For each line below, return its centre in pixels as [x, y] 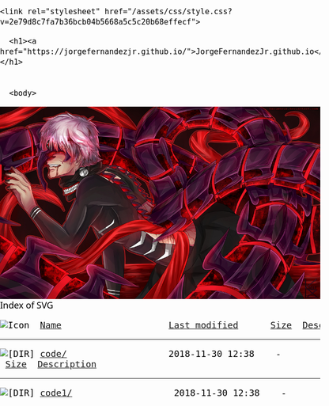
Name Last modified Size [166, 325]
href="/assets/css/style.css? [168, 12]
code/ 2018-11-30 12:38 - [161, 353]
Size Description [51, 364]
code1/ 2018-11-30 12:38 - [163, 393]
